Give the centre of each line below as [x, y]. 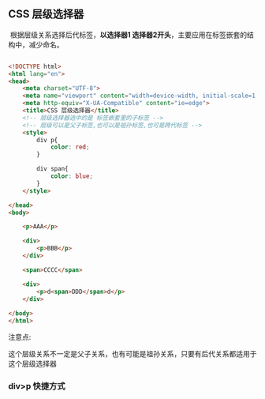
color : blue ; [71, 176]
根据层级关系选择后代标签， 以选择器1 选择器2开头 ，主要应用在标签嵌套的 [129, 35]
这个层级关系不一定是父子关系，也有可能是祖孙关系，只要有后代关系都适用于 [132, 354]
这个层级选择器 [32, 364]
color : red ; [70, 147]
